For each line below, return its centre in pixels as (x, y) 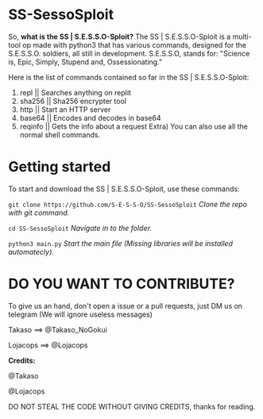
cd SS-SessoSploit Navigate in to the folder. (80, 228)
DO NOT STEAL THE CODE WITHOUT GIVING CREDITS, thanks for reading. (132, 406)
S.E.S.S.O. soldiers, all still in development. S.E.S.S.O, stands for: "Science (129, 53)
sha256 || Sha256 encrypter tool (73, 101)
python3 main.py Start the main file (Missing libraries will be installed (120, 243)
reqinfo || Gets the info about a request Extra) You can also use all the (133, 126)
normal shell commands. (60, 135)
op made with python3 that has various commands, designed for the (134, 44)
